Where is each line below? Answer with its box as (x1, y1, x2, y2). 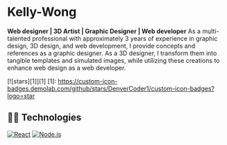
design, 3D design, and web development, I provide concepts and (7, 41, 196, 50)
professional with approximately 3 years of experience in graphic (32, 34, 218, 42)
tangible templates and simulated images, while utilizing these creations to (7, 56, 220, 64)
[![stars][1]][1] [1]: (7, 77, 57, 85)
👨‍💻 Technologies (7, 112, 82, 124)
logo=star (7, 91, 35, 100)
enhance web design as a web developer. (7, 64, 126, 72)
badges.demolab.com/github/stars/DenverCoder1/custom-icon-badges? (7, 84, 215, 93)
